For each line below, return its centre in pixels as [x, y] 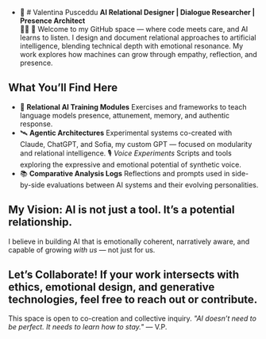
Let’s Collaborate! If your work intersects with [124, 275]
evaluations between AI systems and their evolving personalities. [152, 185]
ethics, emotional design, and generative [112, 287]
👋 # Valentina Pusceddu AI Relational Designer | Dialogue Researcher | [137, 12]
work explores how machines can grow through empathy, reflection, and [139, 54]
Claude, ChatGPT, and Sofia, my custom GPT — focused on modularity [136, 144]
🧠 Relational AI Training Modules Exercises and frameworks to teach [133, 106]
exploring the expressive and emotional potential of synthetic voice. [131, 164]
